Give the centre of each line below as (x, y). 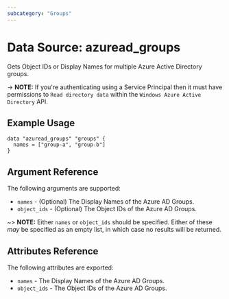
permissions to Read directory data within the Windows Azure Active (104, 94)
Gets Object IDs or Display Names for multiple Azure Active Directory (105, 67)
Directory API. (27, 101)
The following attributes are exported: (60, 267)
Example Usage (41, 123)
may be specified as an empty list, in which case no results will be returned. (114, 230)
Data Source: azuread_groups (94, 47)
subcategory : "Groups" (39, 13)
